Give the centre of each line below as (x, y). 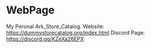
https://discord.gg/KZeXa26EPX (45, 39)
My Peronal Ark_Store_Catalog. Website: (55, 26)
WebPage (30, 10)
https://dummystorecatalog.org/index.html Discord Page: (75, 32)
